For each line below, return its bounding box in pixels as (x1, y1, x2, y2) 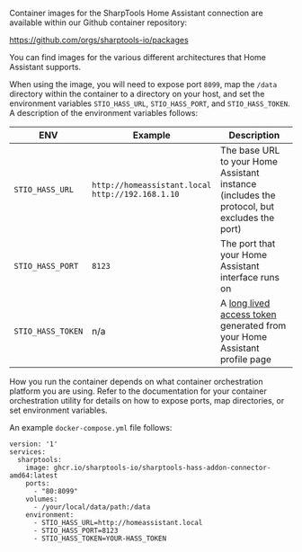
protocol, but (219, 200, 275, 212)
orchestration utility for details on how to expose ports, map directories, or (9, 396, 285, 405)
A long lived (219, 297, 271, 309)
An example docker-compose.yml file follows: (9, 423, 173, 432)
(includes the (219, 189, 276, 201)
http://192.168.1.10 (91, 189, 180, 199)
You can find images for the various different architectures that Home (9, 52, 267, 62)
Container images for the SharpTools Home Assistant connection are (9, 8, 263, 18)
